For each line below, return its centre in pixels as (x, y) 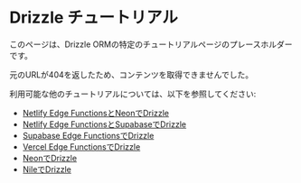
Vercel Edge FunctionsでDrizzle (81, 146)
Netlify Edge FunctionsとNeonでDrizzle (96, 113)
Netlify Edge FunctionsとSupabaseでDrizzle (104, 124)
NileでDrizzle (47, 169)
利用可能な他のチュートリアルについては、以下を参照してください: (133, 94)
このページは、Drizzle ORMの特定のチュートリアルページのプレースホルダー (151, 44)
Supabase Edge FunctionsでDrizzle (88, 135)
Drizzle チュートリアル (94, 18)
